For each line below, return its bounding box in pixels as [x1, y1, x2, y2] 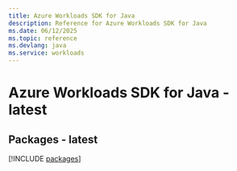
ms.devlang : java [8, 42, 67, 50]
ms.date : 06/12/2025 [8, 26, 78, 35]
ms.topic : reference [8, 34, 78, 43]
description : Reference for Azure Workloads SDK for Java [8, 19, 207, 27]
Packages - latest [8, 132, 98, 146]
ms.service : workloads [8, 49, 85, 57]
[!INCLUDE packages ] [8, 154, 81, 163]
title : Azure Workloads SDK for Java [8, 11, 135, 20]
